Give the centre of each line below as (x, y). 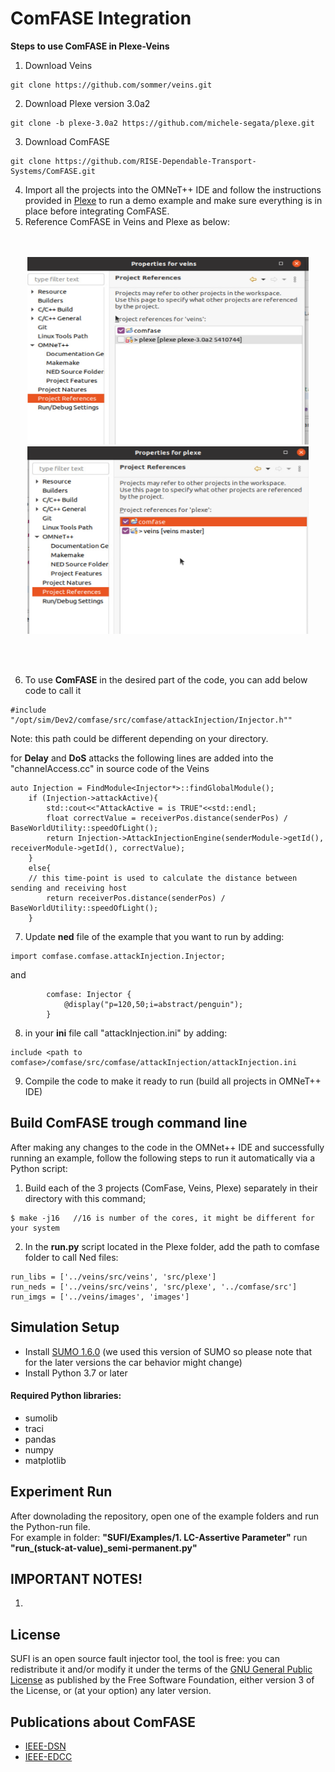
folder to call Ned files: (71, 1257)
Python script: (39, 1168)
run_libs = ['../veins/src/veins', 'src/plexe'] (113, 1277)
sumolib (41, 1418)
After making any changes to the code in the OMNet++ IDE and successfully (167, 1147)
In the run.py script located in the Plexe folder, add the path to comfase (172, 1246)
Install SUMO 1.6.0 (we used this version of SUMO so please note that (168, 1351)
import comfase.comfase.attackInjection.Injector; (118, 956)
